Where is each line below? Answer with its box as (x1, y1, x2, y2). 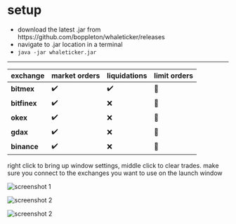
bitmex (11, 84, 35, 94)
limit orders (154, 71, 193, 80)
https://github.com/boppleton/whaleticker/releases (17, 32, 165, 41)
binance (11, 142, 39, 152)
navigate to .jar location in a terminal (17, 40, 123, 48)
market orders (51, 71, 100, 80)
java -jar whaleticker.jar (17, 48, 97, 56)
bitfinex (11, 99, 37, 108)
